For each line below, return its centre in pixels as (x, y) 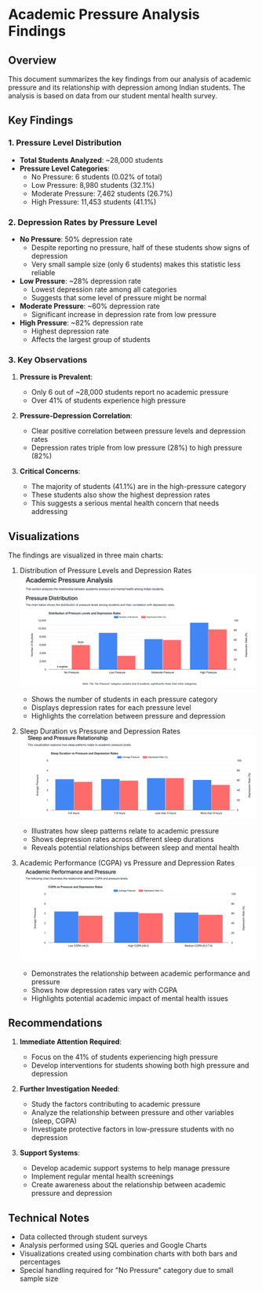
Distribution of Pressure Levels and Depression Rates (106, 571)
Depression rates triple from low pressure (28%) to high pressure (136, 448)
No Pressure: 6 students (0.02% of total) (97, 177)
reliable (43, 272)
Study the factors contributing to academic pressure (116, 1104)
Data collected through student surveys (83, 1237)
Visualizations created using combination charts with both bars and (128, 1254)
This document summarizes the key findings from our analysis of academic (130, 79)
